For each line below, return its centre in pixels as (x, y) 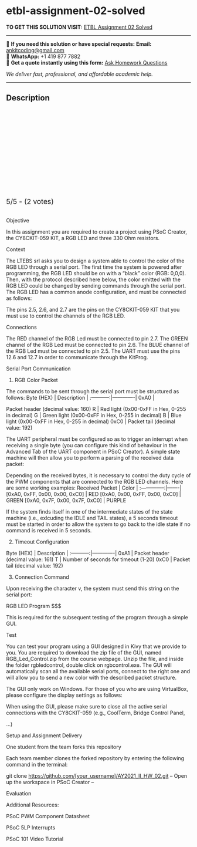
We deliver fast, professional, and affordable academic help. (80, 74)
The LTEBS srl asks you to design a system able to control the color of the (95, 261)
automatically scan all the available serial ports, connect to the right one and (98, 671)
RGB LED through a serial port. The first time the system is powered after (94, 267)
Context (16, 249)
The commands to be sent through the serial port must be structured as (93, 391)
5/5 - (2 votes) (30, 201)
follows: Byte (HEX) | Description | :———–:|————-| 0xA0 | (80, 397)
